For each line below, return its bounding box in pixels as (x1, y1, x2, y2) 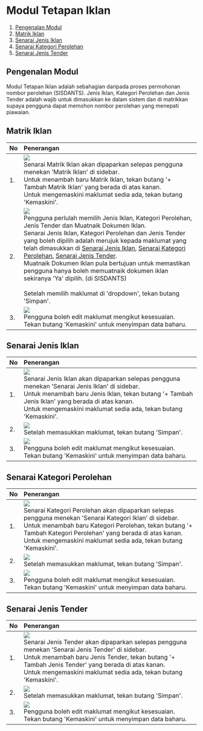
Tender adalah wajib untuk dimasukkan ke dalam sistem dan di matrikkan (6, 95, 188, 103)
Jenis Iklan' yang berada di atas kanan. (24, 397, 134, 406)
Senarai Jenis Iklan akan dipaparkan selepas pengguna (24, 375, 181, 383)
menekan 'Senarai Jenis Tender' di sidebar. (24, 645, 147, 654)
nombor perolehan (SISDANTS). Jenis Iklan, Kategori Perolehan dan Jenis (6, 89, 190, 97)
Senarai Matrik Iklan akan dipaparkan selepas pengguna (24, 160, 183, 168)
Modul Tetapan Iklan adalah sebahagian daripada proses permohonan (6, 83, 181, 90)
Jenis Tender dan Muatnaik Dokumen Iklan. (24, 221, 147, 229)
